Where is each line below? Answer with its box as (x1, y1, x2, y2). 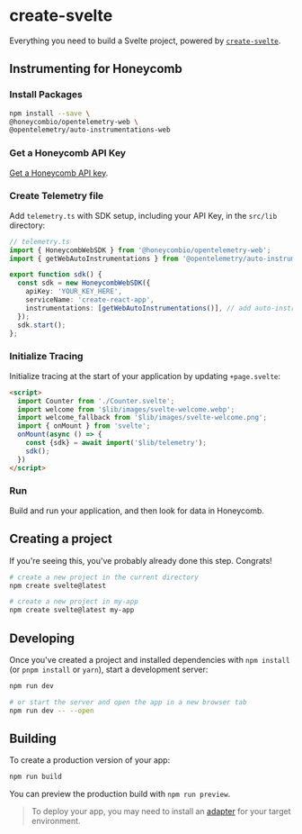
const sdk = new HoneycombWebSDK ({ (17, 278, 151, 288)
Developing (9, 630, 75, 646)
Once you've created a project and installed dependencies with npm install (9, 654, 290, 665)
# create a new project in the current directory (9, 573, 200, 582)
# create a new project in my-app (9, 597, 139, 606)
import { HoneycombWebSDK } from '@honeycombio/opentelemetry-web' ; (9, 245, 271, 255)
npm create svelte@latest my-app (9, 605, 135, 615)
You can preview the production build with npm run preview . (9, 789, 231, 800)
